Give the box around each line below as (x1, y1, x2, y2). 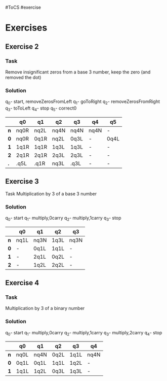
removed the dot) (5, 74, 41, 80)
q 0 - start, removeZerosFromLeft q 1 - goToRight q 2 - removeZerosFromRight (5, 98, 160, 106)
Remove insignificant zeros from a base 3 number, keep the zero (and (5, 68, 151, 75)
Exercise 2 (5, 42, 39, 51)
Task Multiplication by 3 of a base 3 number (5, 190, 97, 197)
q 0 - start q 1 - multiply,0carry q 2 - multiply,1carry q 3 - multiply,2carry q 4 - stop (5, 329, 162, 337)
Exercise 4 (5, 279, 39, 287)
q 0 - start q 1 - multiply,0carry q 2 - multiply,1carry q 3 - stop (5, 215, 121, 222)
